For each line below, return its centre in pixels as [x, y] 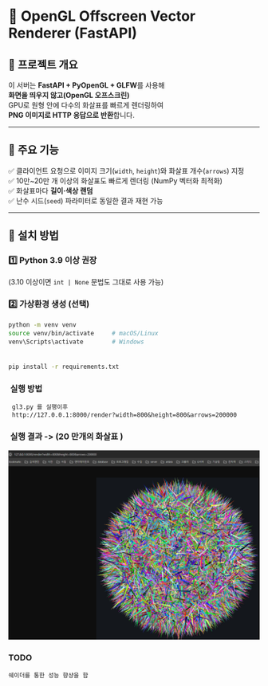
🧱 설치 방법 [34, 235]
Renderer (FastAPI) [73, 33]
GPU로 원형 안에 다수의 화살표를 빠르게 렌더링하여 [86, 105]
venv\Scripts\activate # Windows [77, 342]
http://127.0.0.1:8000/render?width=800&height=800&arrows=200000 [124, 415]
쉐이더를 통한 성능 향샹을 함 [48, 675]
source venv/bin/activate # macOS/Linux [83, 333]
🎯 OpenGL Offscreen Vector [102, 16]
